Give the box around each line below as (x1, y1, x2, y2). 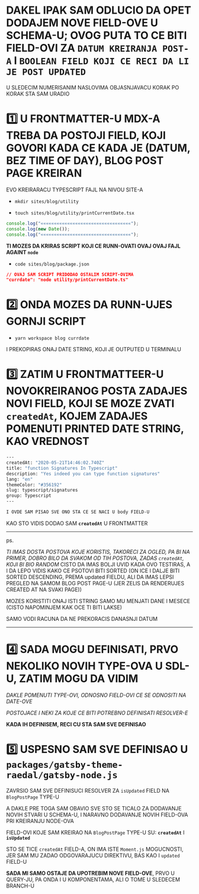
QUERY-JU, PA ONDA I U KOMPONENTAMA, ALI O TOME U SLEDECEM (6, 876, 181, 883)
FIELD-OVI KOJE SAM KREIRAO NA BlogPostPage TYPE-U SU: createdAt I (6, 829, 185, 836)
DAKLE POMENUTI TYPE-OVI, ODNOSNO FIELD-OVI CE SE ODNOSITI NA (6, 691, 187, 698)
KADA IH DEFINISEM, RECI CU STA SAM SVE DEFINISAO (6, 720, 146, 728)
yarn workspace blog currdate (14, 335, 90, 341)
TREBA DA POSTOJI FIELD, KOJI (6, 129, 166, 142)
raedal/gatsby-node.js (6, 770, 118, 781)
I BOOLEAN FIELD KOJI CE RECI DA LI (14, 54, 190, 68)
